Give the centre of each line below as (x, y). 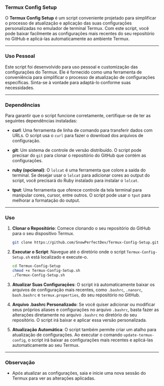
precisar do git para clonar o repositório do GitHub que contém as (79, 155)
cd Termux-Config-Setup (36, 266)
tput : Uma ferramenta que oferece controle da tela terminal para (77, 190)
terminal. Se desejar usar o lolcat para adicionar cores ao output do (81, 175)
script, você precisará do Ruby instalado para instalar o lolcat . (75, 180)
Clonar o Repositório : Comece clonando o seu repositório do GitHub (81, 228)
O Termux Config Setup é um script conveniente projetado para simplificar (81, 18)
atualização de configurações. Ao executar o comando (67, 335)
